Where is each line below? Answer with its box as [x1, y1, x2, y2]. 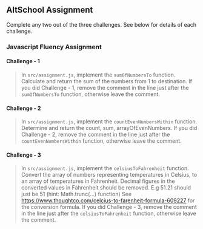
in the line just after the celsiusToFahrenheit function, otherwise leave [21, 210, 196, 217]
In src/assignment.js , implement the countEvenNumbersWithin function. [21, 118, 198, 125]
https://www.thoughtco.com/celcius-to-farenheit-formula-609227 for [21, 197, 195, 204]
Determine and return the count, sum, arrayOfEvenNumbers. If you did [21, 125, 198, 132]
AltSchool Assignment [6, 5, 93, 15]
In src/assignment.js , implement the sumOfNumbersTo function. [21, 71, 176, 78]
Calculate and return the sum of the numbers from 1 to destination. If [21, 77, 193, 84]
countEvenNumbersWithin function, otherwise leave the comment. [21, 137, 182, 145]
